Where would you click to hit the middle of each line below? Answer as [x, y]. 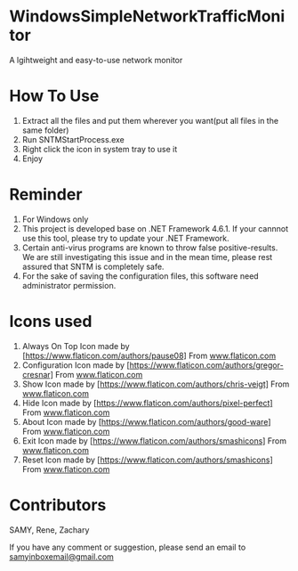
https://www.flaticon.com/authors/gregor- [206, 365]
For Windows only [55, 219]
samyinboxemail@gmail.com [61, 556]
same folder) [45, 130]
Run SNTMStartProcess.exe [73, 139]
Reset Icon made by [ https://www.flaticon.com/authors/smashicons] [147, 460]
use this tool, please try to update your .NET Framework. [125, 238]
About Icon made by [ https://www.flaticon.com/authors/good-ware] [146, 421]
